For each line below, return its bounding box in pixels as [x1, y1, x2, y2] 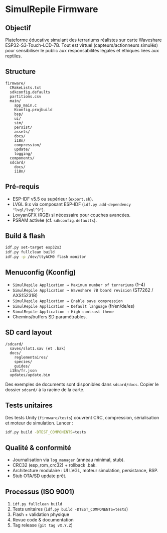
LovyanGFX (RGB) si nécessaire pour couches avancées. [12, 212, 131, 218]
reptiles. [5, 53, 22, 59]
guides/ [14, 364, 30, 369]
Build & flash [5, 232, 45, 240]
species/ [14, 359, 33, 364]
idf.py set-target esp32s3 [5, 245, 62, 250]
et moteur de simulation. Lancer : [5, 420, 74, 426]
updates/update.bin [10, 372, 51, 378]
